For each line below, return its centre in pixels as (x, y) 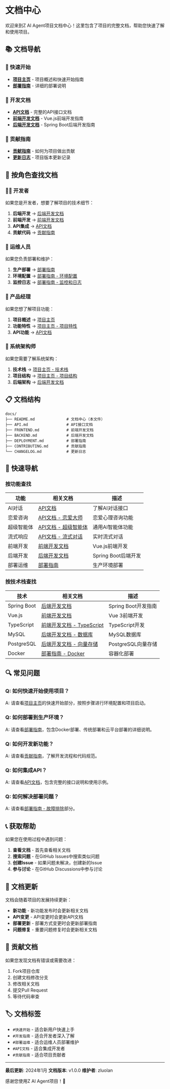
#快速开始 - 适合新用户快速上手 (44, 1029)
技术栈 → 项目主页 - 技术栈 (40, 369)
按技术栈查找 (21, 582)
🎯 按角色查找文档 (32, 175)
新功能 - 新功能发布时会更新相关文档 (50, 910)
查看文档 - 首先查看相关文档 (41, 850)
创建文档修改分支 (30, 977)
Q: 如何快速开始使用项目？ (37, 691)
